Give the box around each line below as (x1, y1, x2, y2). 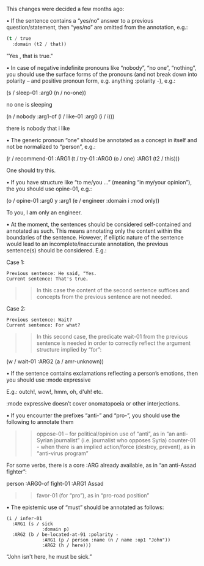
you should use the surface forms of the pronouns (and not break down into (6, 70, 197, 78)
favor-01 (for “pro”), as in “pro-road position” (36, 491, 150, 499)
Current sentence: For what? (6, 322, 81, 328)
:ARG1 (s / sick (12, 521, 53, 527)
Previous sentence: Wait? (6, 317, 72, 323)
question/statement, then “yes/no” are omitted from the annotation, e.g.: (6, 24, 188, 31)
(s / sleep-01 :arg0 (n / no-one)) (6, 89, 87, 96)
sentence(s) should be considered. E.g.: (6, 246, 107, 254)
